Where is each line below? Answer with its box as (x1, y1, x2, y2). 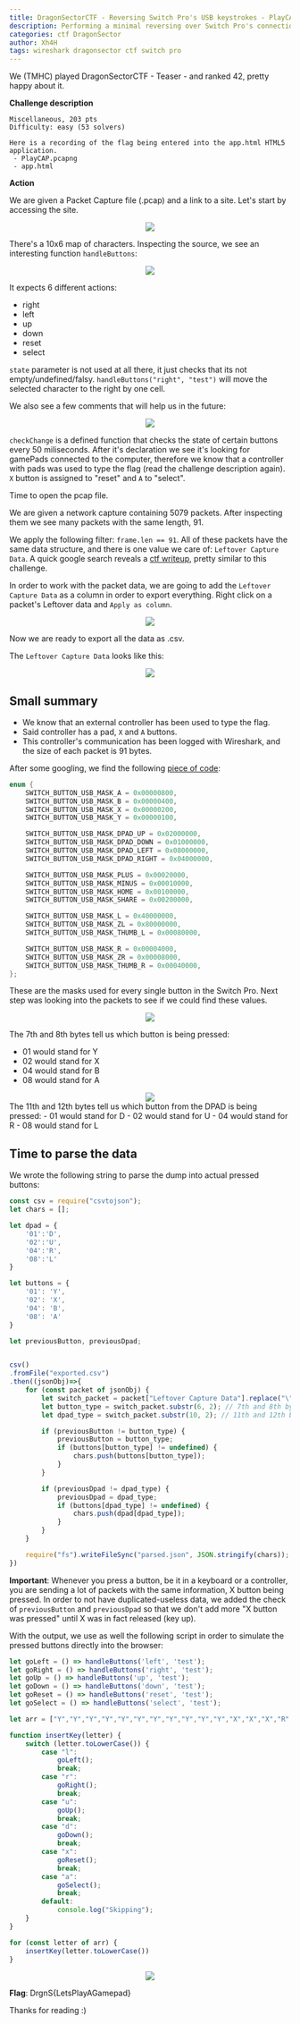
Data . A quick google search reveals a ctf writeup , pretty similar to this (9, 554, 267, 564)
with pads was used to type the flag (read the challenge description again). (9, 463, 286, 474)
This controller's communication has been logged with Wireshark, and (21, 735, 281, 747)
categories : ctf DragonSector (9, 30, 122, 38)
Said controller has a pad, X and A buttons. (21, 726, 178, 737)
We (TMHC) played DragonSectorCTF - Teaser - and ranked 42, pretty (9, 71, 270, 81)
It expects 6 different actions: (9, 283, 118, 293)
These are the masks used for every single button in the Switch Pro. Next (9, 986, 279, 996)
